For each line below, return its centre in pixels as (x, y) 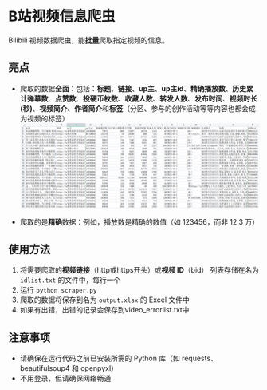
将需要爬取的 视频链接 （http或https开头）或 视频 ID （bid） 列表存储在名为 (139, 270)
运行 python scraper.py (58, 290)
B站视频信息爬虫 (62, 16)
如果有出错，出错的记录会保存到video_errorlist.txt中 (104, 310)
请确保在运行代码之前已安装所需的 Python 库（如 (100, 358)
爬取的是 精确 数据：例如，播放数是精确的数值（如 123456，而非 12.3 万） (139, 221)
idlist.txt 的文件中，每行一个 (70, 280)
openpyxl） (99, 368)
